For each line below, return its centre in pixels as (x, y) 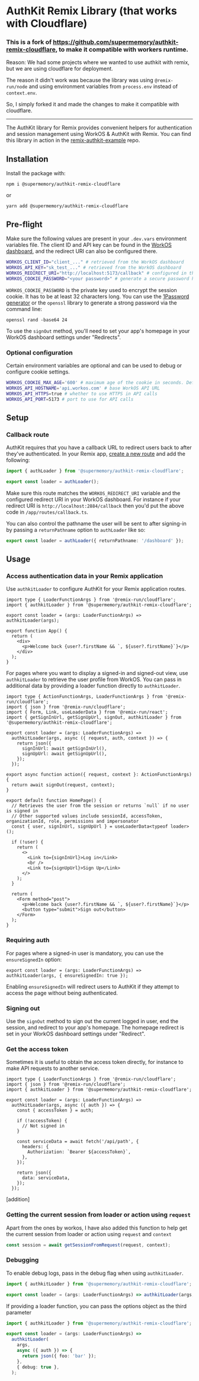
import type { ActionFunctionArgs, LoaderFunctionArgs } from (84, 697)
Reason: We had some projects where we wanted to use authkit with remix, (98, 62)
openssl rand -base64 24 (37, 320)
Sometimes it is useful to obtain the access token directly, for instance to (95, 1062)
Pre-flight (24, 224)
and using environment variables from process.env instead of (103, 87)
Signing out (23, 1008)
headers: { (35, 1147)
